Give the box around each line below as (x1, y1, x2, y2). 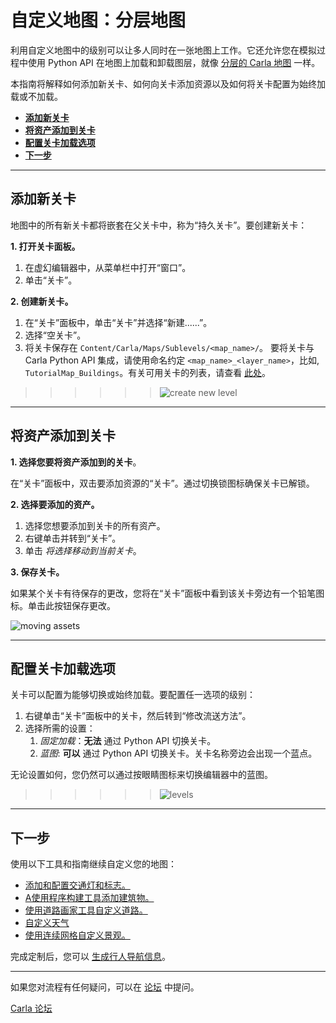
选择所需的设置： (24, 722, 96, 735)
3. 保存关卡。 (10, 566, 65, 578)
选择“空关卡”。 (24, 329, 87, 341)
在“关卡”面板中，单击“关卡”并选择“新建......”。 (24, 316, 213, 328)
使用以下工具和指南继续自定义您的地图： (10, 858, 177, 870)
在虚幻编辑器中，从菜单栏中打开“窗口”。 (24, 261, 192, 273)
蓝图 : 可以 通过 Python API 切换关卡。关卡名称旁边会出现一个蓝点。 (39, 747, 318, 760)
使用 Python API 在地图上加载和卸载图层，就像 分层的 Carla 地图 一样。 (27, 56, 321, 68)
